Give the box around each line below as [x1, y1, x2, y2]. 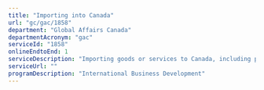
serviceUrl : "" [8, 63, 58, 70]
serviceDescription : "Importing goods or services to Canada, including [8, 56, 251, 63]
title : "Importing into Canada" [8, 11, 114, 20]
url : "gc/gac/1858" [8, 19, 72, 27]
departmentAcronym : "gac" [8, 33, 93, 41]
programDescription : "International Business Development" [8, 70, 206, 77]
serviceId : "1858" [8, 41, 68, 49]
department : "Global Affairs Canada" [8, 26, 132, 34]
